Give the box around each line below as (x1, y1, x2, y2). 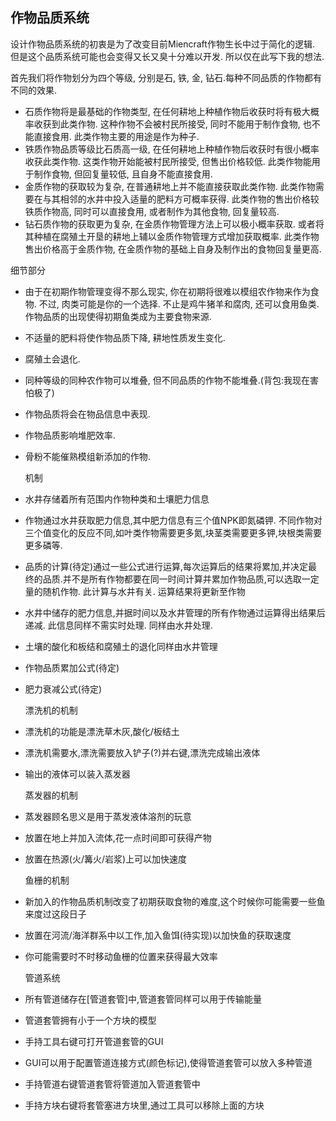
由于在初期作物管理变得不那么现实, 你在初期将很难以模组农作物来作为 (24, 285, 311, 297)
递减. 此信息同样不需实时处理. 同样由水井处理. (24, 619, 213, 631)
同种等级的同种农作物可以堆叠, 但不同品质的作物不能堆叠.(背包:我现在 (24, 374, 310, 386)
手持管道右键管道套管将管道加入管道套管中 (24, 1078, 201, 1090)
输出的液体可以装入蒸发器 (24, 768, 131, 780)
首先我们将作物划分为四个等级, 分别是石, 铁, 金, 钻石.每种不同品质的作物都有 (10, 71, 322, 83)
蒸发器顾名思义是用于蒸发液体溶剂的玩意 (24, 810, 192, 822)
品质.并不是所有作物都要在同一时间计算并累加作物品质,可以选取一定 (42, 573, 320, 585)
